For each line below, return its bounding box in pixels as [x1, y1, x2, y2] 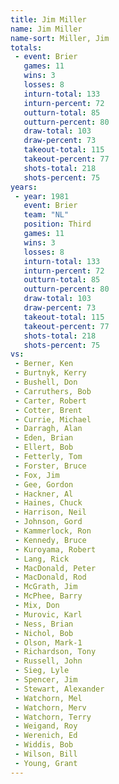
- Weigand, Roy [14, 721, 78, 731]
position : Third [23, 219, 92, 230]
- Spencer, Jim [14, 675, 78, 685]
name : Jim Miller [10, 24, 83, 34]
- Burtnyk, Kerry [14, 368, 87, 378]
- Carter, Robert [14, 396, 87, 406]
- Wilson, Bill [14, 749, 78, 759]
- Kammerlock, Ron [14, 526, 92, 536]
